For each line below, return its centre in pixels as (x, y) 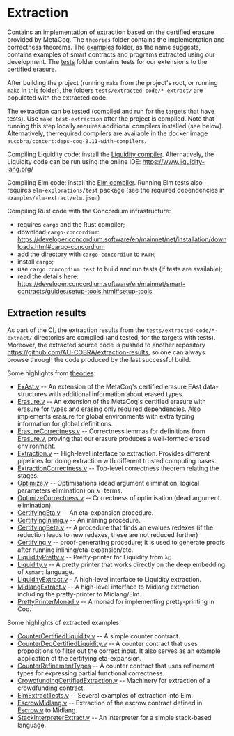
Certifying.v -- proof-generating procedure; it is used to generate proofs (121, 542)
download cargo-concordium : (58, 232)
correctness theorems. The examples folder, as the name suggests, (104, 47)
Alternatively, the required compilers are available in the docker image (108, 133)
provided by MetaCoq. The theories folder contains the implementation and (116, 39)
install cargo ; (36, 261)
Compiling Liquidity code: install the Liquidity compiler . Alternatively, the (111, 154)
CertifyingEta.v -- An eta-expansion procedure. (85, 512)
